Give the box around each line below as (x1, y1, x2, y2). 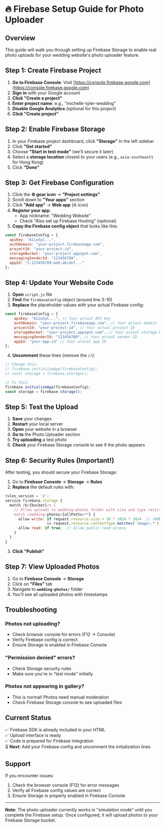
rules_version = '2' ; (5, 494, 50, 499)
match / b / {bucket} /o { (9, 503, 56, 508)
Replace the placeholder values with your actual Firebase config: (12, 302, 144, 308)
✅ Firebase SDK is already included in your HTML (5, 727, 106, 732)
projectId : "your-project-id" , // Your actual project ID (14, 325, 135, 330)
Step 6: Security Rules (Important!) (5, 456, 114, 465)
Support (5, 760, 31, 768)
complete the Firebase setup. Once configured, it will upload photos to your (5, 812, 158, 818)
